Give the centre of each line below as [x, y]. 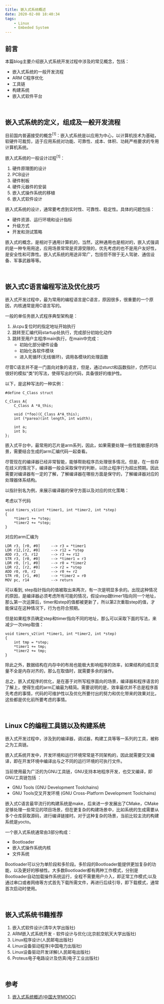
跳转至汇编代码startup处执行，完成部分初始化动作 [62, 332]
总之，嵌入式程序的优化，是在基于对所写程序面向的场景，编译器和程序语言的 [82, 681]
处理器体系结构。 [22, 480]
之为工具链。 [18, 744]
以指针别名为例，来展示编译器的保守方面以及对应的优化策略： [67, 490]
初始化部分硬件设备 [39, 344]
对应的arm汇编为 [22, 537]
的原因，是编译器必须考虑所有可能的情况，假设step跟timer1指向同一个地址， [82, 596]
